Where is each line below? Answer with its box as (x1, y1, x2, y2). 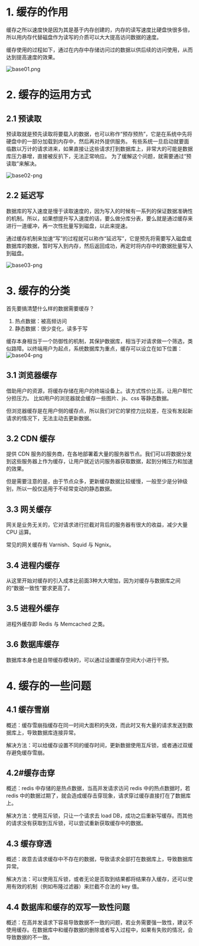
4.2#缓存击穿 (6, 767, 55, 778)
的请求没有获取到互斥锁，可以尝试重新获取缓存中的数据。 (6, 820, 146, 827)
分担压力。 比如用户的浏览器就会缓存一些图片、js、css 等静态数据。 (6, 394, 172, 402)
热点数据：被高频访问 (14, 317, 67, 324)
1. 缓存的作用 (6, 5, 69, 19)
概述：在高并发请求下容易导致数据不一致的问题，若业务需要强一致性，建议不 (6, 919, 193, 926)
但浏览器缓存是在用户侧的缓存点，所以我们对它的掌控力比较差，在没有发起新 (6, 407, 193, 414)
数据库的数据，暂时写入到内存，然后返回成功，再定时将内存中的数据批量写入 (6, 242, 193, 249)
